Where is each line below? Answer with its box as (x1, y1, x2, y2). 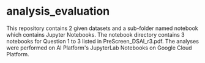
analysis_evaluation (6, 4, 110, 18)
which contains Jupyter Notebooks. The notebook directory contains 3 (6, 31, 185, 38)
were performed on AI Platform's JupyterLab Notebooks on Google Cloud (6, 44, 192, 51)
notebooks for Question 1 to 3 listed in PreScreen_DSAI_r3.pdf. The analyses (6, 37, 199, 45)
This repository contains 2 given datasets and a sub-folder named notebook (6, 24, 198, 32)
